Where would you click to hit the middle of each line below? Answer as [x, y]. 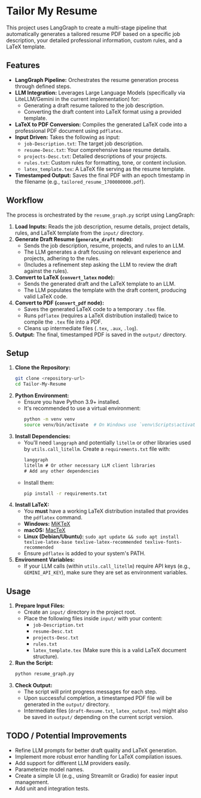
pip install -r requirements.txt [66, 494]
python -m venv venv [49, 419]
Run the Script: [34, 663]
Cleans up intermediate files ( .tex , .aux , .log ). [81, 328]
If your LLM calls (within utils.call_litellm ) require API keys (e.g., [107, 566]
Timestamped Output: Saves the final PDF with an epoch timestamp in [102, 175]
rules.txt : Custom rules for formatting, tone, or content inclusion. [105, 162]
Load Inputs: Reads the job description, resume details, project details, [102, 226]
